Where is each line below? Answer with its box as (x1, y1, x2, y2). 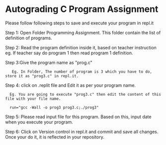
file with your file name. (5, 96, 61, 101)
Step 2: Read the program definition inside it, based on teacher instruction (5, 44, 157, 50)
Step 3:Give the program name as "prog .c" (5, 59, 93, 65)
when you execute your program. (5, 119, 73, 125)
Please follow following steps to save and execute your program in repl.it (5, 20, 154, 26)
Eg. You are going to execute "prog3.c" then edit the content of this (9, 92, 162, 97)
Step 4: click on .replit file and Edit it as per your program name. (5, 82, 136, 88)
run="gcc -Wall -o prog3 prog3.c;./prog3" (9, 105, 99, 110)
